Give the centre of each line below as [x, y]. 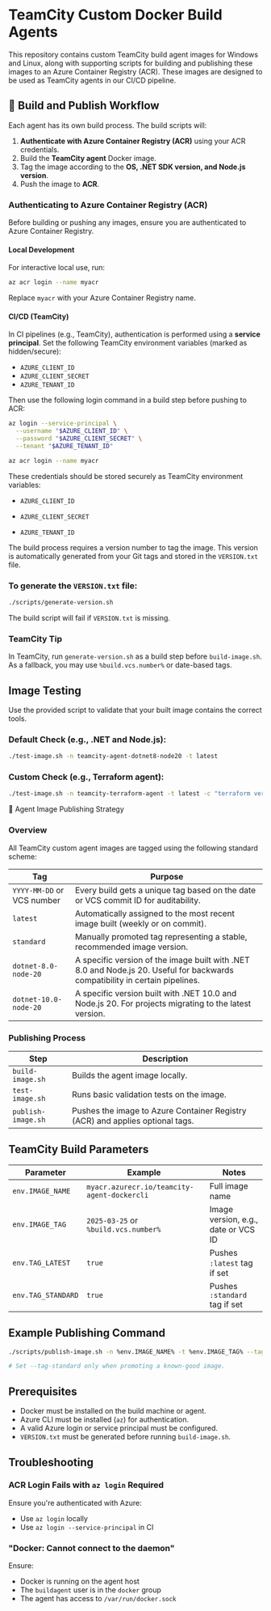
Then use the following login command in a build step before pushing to [128, 400]
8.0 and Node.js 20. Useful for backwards [154, 970]
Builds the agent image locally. [129, 1075]
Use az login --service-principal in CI [87, 1527]
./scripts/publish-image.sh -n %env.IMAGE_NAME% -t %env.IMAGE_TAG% [126, 1352]
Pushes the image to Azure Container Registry [159, 1110]
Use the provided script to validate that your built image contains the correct [135, 710]
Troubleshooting [51, 1462]
